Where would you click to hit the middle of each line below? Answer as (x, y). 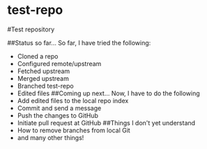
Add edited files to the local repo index (73, 100)
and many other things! (51, 137)
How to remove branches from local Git (74, 130)
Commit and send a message (59, 108)
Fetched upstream (44, 71)
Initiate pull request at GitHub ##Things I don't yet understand (106, 123)
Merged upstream (43, 78)
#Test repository (31, 29)
